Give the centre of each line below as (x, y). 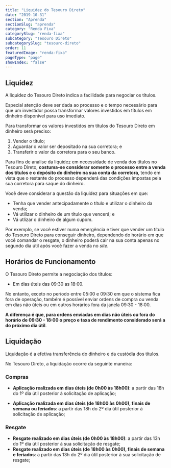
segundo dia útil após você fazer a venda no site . (57, 246)
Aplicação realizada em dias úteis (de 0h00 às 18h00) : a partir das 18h (88, 388)
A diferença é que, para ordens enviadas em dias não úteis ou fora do (80, 314)
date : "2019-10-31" (26, 15)
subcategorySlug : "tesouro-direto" (43, 43)
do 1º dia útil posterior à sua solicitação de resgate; (67, 444)
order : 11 (16, 48)
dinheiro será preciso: (28, 131)
